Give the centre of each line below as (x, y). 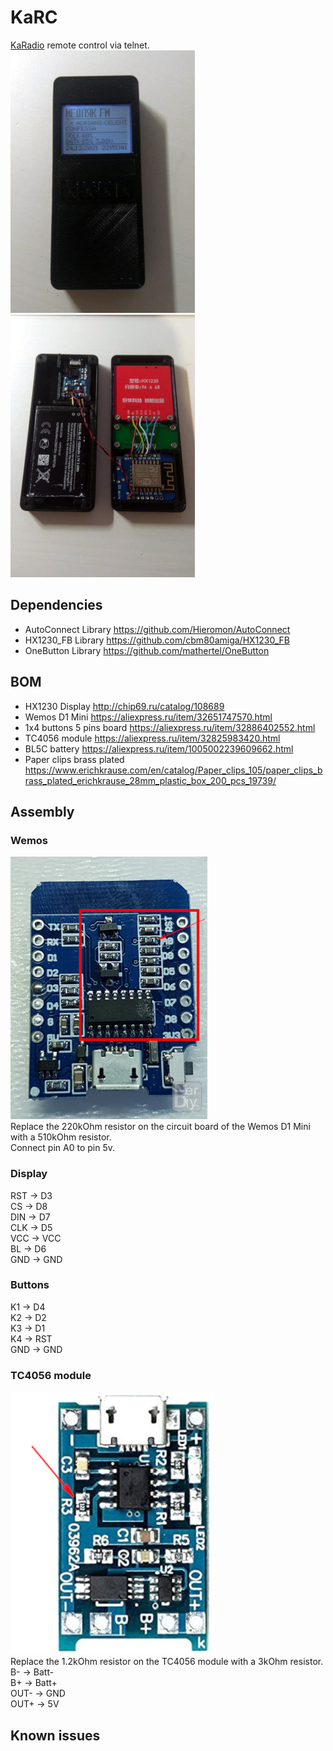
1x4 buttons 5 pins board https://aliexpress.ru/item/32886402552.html (170, 727)
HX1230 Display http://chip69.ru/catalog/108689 (124, 706)
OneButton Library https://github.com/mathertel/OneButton (147, 650)
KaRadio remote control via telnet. (80, 45)
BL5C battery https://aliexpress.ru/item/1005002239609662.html (159, 748)
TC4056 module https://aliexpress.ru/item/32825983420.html (152, 738)
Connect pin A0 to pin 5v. (62, 1148)
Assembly (42, 811)
